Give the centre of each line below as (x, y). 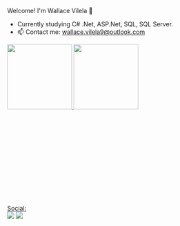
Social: (17, 208)
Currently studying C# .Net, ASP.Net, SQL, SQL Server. (95, 24)
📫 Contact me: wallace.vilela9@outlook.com (81, 32)
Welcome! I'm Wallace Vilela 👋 (50, 11)
